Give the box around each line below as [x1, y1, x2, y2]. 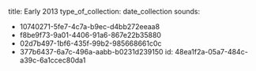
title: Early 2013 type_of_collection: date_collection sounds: [8, 7, 200, 16]
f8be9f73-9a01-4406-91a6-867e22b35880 [19, 31, 162, 39]
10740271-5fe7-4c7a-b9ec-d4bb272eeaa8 [19, 22, 160, 31]
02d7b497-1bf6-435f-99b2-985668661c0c [19, 39, 162, 48]
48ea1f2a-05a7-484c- [175, 47, 249, 56]
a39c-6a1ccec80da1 [19, 55, 86, 65]
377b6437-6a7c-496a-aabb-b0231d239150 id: [19, 47, 174, 56]
